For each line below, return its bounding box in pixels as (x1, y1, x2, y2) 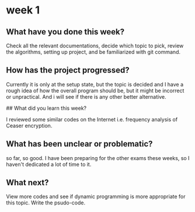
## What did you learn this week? (6, 105, 86, 112)
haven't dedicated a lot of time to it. (6, 161, 92, 168)
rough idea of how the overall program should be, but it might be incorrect (6, 87, 184, 94)
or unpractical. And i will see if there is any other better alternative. (6, 93, 166, 100)
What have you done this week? (6, 27, 124, 37)
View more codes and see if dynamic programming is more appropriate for (6, 193, 186, 200)
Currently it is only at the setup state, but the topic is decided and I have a (6, 81, 184, 88)
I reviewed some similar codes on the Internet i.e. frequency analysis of (6, 116, 178, 123)
